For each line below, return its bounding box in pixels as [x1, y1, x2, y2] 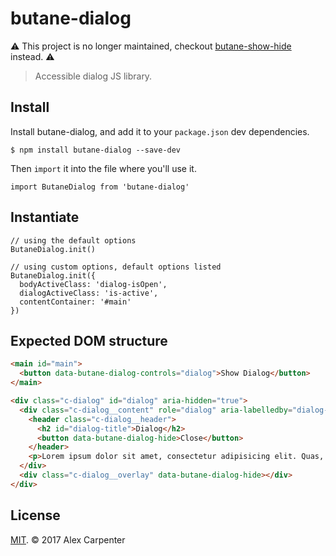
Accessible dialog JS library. [34, 70, 153, 82]
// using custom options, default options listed [10, 262, 222, 272]
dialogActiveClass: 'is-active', [19, 288, 159, 298]
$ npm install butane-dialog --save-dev [10, 145, 182, 155]
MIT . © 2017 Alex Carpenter [10, 533, 126, 546]
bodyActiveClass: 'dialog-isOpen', [19, 279, 168, 289]
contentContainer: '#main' [19, 297, 132, 307]
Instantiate [10, 209, 80, 226]
